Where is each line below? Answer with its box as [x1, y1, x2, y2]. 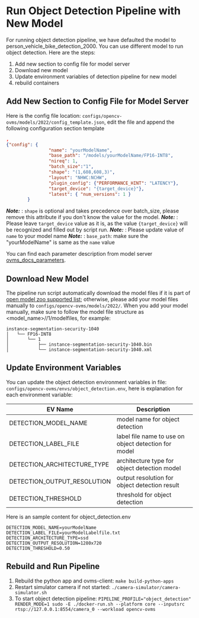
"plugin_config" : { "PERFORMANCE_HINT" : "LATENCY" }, [48, 180, 179, 186]
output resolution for [116, 474, 174, 482]
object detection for [116, 439, 172, 448]
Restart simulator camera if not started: [14, 583, 111, 590]
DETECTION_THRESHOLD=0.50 [6, 545, 70, 551]
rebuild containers [14, 79, 59, 86]
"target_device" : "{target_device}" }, [48, 185, 145, 192]
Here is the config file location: [6, 112, 81, 119]
